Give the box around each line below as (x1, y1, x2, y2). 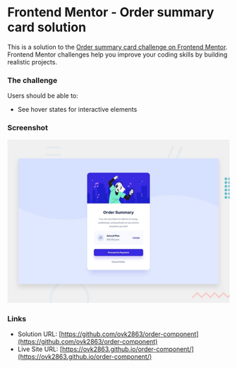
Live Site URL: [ (17, 345, 63, 353)
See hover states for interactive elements (17, 105, 138, 114)
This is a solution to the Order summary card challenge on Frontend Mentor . (7, 42, 228, 51)
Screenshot (7, 123, 48, 133)
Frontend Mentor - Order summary (7, 4, 214, 21)
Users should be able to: (7, 91, 79, 100)
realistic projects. (7, 57, 58, 66)
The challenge (7, 75, 58, 85)
